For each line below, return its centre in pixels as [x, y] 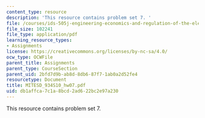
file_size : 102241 [30, 29]
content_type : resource [37, 12]
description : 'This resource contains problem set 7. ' [79, 18]
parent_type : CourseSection [42, 68]
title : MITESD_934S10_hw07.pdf [46, 86]
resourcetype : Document [37, 80]
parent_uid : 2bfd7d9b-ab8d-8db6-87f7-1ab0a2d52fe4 [72, 74]
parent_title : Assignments [41, 63]
